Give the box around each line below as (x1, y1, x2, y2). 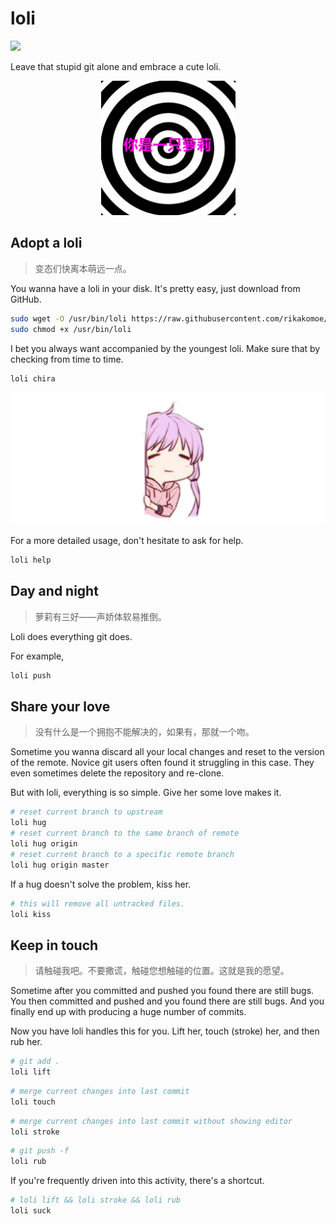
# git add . (10, 1057, 60, 1067)
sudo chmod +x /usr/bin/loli (10, 324, 132, 334)
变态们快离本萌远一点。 (34, 262, 132, 274)
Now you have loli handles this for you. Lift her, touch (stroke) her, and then (10, 1025, 320, 1037)
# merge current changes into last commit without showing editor (10, 1116, 293, 1126)
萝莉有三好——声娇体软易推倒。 (34, 610, 167, 622)
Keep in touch (10, 937, 99, 954)
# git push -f (10, 1146, 70, 1156)
